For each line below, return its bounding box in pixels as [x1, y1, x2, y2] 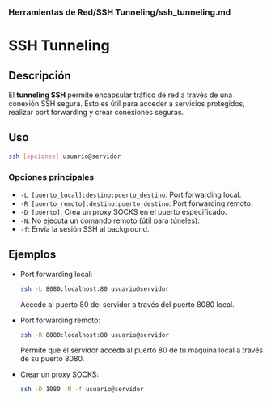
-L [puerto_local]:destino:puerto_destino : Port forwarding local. [19, 190, 242, 199]
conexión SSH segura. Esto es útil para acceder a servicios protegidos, [8, 98, 245, 108]
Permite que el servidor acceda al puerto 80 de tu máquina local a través [19, 345, 264, 355]
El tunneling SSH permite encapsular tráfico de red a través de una [8, 90, 233, 100]
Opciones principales [8, 171, 95, 182]
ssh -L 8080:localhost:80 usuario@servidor [19, 284, 170, 293]
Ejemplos [8, 248, 57, 262]
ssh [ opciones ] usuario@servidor [8, 152, 121, 160]
